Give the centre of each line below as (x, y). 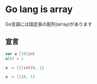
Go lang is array (39, 9)
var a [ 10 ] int (20, 54)
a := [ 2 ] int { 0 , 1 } (25, 68)
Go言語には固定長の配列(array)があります (49, 24)
